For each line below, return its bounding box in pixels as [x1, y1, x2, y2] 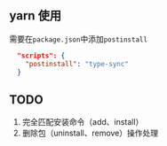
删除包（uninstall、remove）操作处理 [21, 127, 159, 139]
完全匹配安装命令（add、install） [21, 117, 144, 127]
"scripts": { [17, 51, 66, 60]
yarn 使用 [9, 8, 62, 24]
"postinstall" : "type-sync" [25, 59, 129, 68]
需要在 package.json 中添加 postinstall [9, 34, 148, 44]
